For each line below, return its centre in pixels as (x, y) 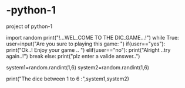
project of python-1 (29, 26)
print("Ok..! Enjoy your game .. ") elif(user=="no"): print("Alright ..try (88, 50)
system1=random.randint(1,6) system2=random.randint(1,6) (78, 67)
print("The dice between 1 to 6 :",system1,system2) (68, 79)
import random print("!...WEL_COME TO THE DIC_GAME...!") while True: (92, 37)
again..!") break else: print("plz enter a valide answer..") (73, 56)
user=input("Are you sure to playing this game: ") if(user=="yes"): (86, 44)
